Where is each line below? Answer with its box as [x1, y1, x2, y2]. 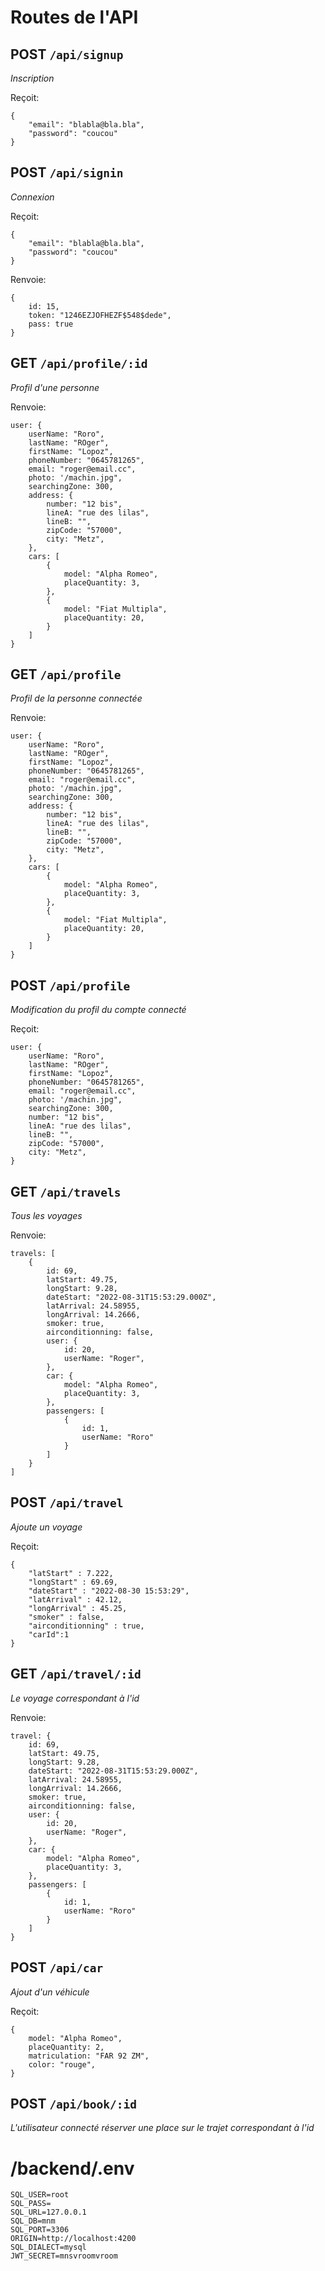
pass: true [28, 319, 74, 329]
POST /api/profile [10, 977, 131, 994]
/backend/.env [10, 2157, 135, 2180]
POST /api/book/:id [10, 2095, 138, 2112]
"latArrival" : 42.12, [28, 1594, 123, 1605]
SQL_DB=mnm [10, 2216, 56, 2226]
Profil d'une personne [10, 381, 100, 393]
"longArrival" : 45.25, [28, 1603, 128, 1613]
